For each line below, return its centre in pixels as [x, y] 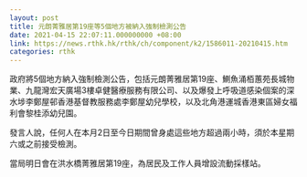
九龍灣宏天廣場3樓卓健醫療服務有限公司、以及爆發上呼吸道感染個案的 [156, 90]
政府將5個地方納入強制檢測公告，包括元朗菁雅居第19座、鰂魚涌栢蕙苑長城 [148, 79]
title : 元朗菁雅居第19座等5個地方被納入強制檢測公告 [98, 26]
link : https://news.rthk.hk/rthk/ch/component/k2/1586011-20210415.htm [148, 43]
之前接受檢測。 [53, 144]
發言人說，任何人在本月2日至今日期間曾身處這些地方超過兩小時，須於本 [144, 132]
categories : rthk [42, 52]
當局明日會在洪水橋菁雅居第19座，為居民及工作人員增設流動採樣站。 [138, 163]
